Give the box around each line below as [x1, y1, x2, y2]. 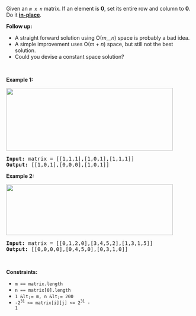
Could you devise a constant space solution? [14, 53, 124, 60]
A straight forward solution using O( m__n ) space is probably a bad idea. [14, 34, 190, 41]
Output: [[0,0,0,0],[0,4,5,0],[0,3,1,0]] [6, 246, 128, 253]
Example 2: [6, 173, 34, 180]
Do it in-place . [6, 11, 41, 18]
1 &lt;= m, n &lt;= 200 [14, 293, 74, 299]
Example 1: [6, 76, 34, 83]
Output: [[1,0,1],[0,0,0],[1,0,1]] [6, 161, 110, 168]
